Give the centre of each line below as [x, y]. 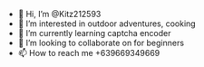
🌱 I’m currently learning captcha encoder [94, 33]
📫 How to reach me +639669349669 [89, 53]
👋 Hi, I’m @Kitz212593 [59, 14]
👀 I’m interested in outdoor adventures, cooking [107, 24]
